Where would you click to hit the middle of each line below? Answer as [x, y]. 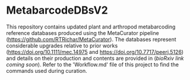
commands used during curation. [47, 71]
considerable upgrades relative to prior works [62, 46]
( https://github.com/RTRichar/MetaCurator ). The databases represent [91, 39]
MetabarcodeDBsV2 [57, 10]
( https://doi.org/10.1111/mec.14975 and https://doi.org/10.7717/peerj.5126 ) [95, 52]
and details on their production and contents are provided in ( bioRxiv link [95, 58]
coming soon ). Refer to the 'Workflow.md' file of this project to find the [93, 64]
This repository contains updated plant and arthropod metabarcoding [91, 27]
